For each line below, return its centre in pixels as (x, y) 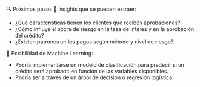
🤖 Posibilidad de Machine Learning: (50, 53)
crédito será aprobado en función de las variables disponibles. (92, 71)
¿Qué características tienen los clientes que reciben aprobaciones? (97, 23)
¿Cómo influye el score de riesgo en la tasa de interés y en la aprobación (104, 29)
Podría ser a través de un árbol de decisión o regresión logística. (94, 77)
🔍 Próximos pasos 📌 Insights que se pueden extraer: (71, 9)
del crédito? (30, 35)
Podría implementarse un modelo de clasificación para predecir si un (99, 65)
